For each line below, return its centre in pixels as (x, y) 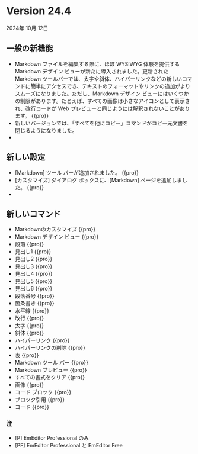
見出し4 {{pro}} (33, 274)
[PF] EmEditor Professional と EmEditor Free (68, 445)
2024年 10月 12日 (27, 28)
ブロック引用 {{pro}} (40, 400)
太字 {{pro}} (29, 326)
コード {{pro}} (32, 407)
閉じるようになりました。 (46, 130)
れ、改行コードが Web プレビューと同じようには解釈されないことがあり (102, 108)
